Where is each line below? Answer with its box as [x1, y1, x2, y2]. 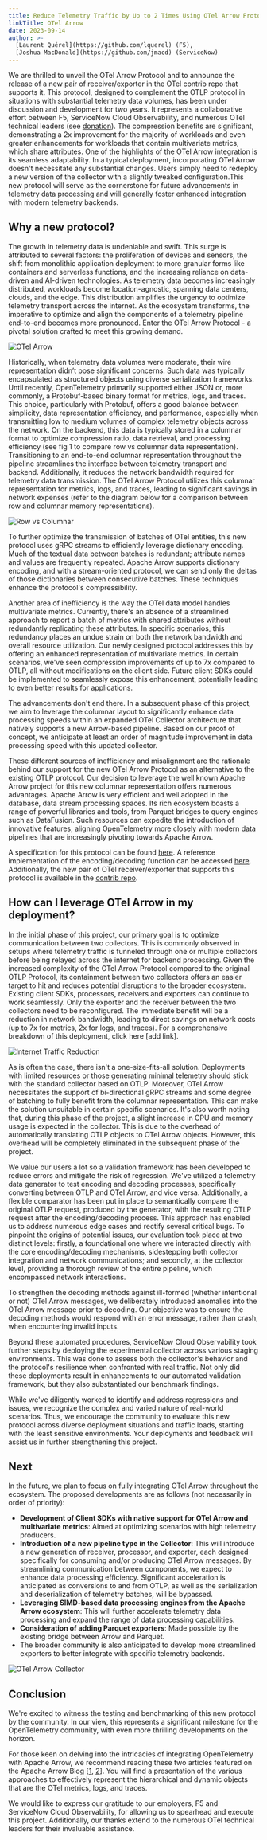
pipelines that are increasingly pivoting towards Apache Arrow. [8, 832, 214, 841]
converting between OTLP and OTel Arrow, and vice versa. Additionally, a [8, 1188, 248, 1197]
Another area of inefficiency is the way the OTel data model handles [8, 598, 230, 608]
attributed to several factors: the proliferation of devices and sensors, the [8, 250, 248, 260]
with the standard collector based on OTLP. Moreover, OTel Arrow [8, 1079, 224, 1088]
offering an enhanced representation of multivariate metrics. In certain [8, 648, 238, 658]
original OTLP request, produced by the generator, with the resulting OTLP [8, 1204, 252, 1214]
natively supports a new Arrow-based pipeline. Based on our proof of [8, 723, 236, 733]
